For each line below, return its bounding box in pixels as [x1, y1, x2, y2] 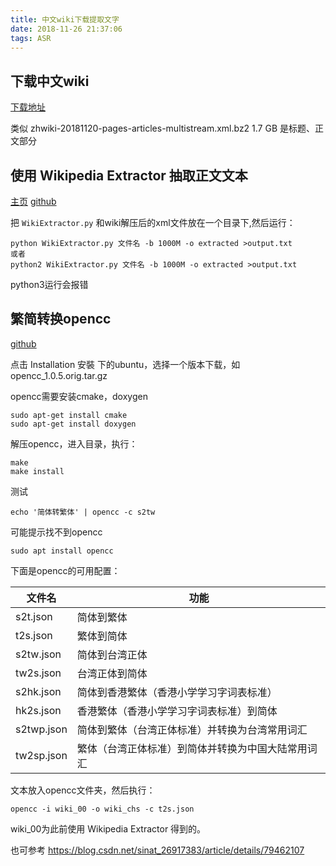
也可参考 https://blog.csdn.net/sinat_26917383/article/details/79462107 [10, 844, 305, 856]
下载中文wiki [10, 72, 90, 90]
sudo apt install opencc [10, 546, 114, 556]
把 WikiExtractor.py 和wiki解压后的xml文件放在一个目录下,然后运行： [10, 217, 296, 228]
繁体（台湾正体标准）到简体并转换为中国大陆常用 [76, 741, 308, 755]
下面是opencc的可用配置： [10, 564, 121, 576]
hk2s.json [15, 703, 62, 717]
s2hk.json [15, 684, 62, 698]
